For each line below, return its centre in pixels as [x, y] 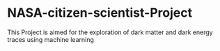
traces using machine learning [50, 39]
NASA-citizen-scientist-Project [100, 13]
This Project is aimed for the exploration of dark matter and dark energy [110, 32]
